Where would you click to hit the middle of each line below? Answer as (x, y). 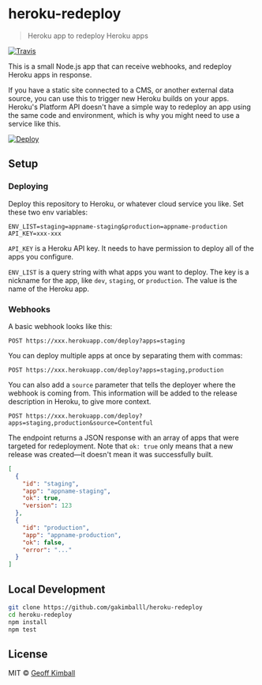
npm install (28, 622)
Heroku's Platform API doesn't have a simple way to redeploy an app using (129, 107)
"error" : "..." (47, 550)
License (28, 654)
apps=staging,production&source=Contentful (81, 423)
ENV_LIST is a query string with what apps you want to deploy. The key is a (129, 272)
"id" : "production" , (56, 528)
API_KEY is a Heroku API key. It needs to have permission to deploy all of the (131, 248)
